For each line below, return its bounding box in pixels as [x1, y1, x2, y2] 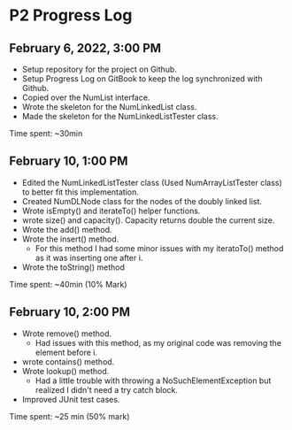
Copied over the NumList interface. [21, 92, 150, 103]
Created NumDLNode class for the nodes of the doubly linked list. [21, 196, 263, 206]
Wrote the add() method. [21, 224, 112, 234]
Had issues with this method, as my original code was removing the [35, 337, 281, 348]
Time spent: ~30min [9, 128, 83, 138]
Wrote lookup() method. [21, 365, 110, 376]
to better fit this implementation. [21, 187, 140, 197]
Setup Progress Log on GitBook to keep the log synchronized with [21, 73, 263, 84]
